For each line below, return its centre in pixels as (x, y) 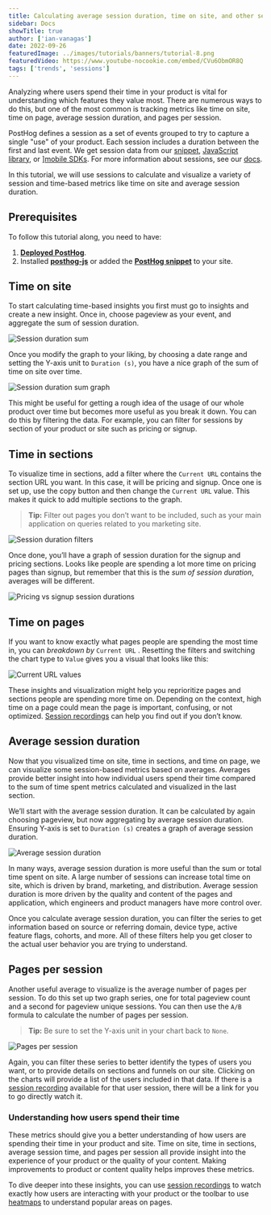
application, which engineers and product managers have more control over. (135, 903)
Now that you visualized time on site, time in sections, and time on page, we (134, 761)
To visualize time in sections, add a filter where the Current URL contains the (135, 474)
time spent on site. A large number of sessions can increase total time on (129, 877)
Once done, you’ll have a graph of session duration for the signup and (125, 555)
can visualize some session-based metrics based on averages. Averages (129, 769)
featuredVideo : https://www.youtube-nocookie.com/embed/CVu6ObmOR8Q (126, 62)
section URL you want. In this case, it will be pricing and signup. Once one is (135, 482)
